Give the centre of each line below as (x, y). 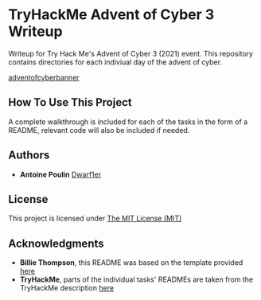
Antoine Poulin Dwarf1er (60, 174)
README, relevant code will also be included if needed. (99, 130)
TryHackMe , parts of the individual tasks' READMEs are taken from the (136, 279)
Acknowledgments (56, 243)
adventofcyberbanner (44, 77)
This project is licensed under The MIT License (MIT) (95, 218)
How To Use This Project (70, 102)
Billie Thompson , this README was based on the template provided (131, 263)
